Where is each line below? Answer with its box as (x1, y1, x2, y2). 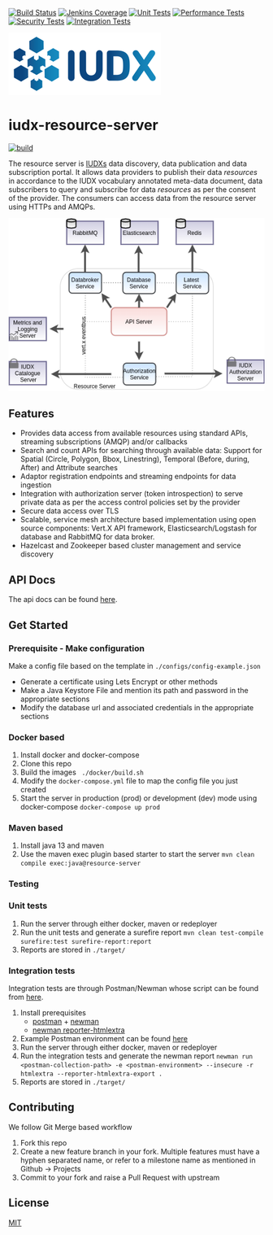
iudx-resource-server (8, 116, 158, 134)
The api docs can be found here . (8, 595, 118, 604)
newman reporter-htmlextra (32, 1025, 125, 1035)
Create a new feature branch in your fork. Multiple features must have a (19, 1146, 260, 1156)
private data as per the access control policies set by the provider (19, 497, 240, 508)
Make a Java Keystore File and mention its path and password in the (19, 685, 249, 695)
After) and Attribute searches (19, 463, 118, 473)
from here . (8, 993, 44, 1002)
